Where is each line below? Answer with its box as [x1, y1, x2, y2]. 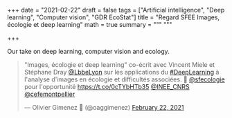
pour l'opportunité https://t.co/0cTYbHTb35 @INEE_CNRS [24, 83, 190, 90]
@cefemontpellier [24, 90, 75, 98]
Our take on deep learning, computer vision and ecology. [7, 48, 170, 55]
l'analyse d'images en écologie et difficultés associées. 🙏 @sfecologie [24, 75, 225, 83]
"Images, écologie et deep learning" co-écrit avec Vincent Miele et [24, 61, 215, 68]
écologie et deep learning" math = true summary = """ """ [7, 21, 172, 28]
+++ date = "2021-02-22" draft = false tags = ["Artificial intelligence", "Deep [7, 6, 225, 14]
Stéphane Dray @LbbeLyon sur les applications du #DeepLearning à [24, 68, 220, 76]
